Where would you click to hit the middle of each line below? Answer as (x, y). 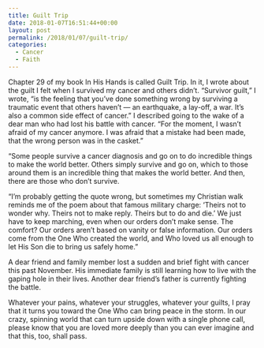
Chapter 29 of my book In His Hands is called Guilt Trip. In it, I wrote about (129, 82)
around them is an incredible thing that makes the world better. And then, (127, 172)
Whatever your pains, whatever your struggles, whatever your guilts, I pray (129, 302)
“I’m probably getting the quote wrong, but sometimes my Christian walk (126, 196)
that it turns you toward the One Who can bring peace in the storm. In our (127, 311)
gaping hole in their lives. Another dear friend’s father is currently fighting (127, 279)
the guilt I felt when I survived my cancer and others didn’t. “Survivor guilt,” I (132, 90)
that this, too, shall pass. (48, 335)
